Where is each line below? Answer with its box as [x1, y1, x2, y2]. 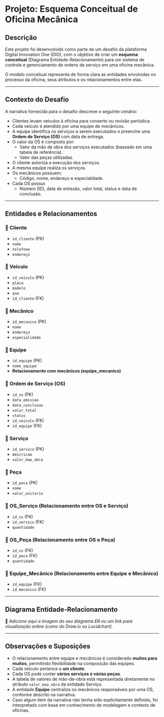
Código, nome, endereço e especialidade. [19, 175, 104, 181]
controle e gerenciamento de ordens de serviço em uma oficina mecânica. [5, 62, 155, 68]
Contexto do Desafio [5, 96, 69, 104]
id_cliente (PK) [12, 235, 44, 241]
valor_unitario [12, 491, 43, 496]
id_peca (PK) [12, 480, 38, 486]
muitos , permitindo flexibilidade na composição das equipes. [12, 660, 135, 666]
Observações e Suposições [5, 642, 91, 650]
